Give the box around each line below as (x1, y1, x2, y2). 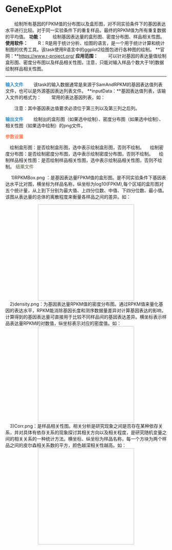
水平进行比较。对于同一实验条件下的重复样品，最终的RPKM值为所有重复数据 (5, 27, 166, 33)
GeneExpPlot (5, 3, 62, 15)
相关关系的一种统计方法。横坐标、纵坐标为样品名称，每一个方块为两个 (14, 435, 162, 442)
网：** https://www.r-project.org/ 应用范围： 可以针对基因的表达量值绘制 (5, 52, 167, 59)
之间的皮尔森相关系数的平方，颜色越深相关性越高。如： (9, 442, 126, 448)
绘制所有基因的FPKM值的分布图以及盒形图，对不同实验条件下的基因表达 (14, 21, 166, 27)
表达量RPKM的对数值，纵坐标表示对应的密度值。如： (9, 320, 122, 326)
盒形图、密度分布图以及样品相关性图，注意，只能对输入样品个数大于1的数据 (5, 59, 164, 65)
